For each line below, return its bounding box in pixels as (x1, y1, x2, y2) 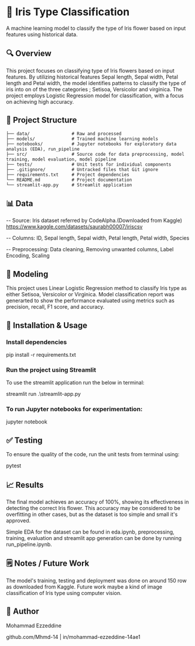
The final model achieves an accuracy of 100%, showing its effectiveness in (6, 498, 189, 505)
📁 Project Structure (6, 115, 77, 125)
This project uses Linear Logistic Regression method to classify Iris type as (6, 285, 187, 292)
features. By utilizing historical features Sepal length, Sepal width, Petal (6, 73, 179, 80)
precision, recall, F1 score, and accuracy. (6, 303, 105, 310)
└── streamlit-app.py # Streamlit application (6, 182, 132, 188)
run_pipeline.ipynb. (6, 541, 53, 548)
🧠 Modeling (6, 269, 49, 279)
